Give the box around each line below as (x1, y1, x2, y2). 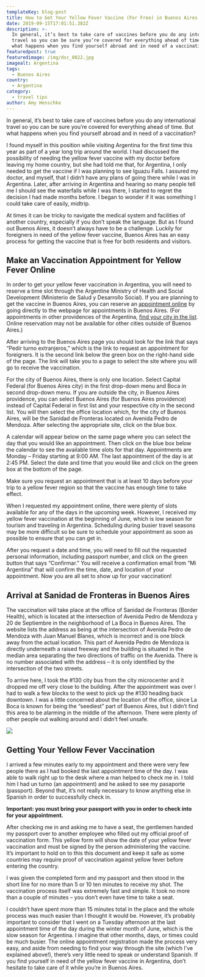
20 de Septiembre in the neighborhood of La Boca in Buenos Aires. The (6, 619, 186, 627)
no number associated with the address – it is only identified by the (6, 658, 175, 666)
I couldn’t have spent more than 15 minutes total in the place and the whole (6, 906, 195, 913)
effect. (6, 490, 23, 498)
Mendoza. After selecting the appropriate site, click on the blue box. (6, 421, 177, 429)
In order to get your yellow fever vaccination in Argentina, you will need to (6, 281, 192, 288)
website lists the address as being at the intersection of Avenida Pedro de (6, 626, 191, 633)
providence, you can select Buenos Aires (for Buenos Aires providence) (6, 395, 187, 403)
